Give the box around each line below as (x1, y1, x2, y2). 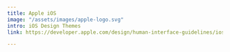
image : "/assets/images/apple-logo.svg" (7, 16, 125, 23)
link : (7, 28, 23, 36)
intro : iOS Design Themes (7, 22, 81, 29)
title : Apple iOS (7, 9, 57, 17)
